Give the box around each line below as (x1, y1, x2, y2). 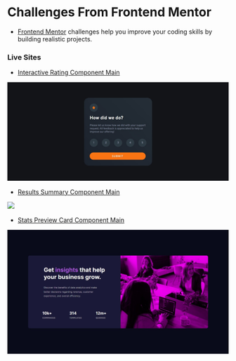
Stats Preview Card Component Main (17, 215, 125, 224)
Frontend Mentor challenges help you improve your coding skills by (17, 27, 213, 36)
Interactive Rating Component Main (17, 68, 121, 77)
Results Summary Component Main (17, 187, 120, 196)
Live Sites (7, 52, 41, 62)
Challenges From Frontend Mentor (7, 4, 212, 20)
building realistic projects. (17, 34, 93, 43)
